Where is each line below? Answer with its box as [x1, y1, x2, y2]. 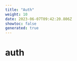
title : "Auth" [5, 7, 35, 12]
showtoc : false [5, 21, 37, 26]
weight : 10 [5, 12, 28, 17]
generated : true [5, 26, 39, 31]
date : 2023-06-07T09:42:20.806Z [5, 16, 72, 21]
